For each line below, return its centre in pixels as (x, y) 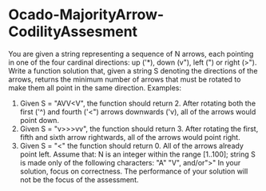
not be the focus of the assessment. (79, 179)
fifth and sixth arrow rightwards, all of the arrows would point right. (130, 137)
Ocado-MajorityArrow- (86, 15)
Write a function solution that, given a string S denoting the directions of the (133, 70)
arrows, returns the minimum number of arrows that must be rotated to (125, 79)
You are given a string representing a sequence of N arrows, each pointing (131, 54)
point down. (40, 120)
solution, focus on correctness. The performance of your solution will (134, 171)
